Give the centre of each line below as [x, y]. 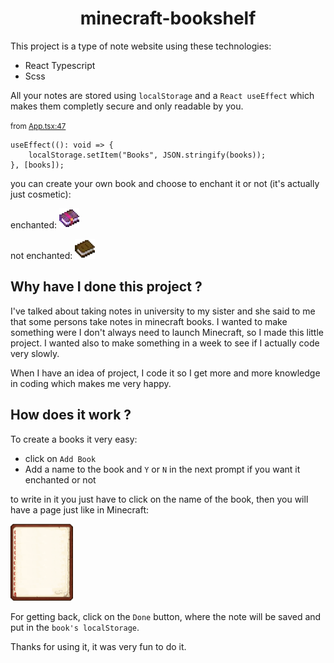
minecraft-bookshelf [168, 18]
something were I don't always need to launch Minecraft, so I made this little [167, 332]
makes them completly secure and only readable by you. [127, 106]
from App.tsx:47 [38, 126]
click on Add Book [60, 458]
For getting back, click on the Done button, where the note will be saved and [166, 617]
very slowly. [35, 353]
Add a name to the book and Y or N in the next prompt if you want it [162, 469]
